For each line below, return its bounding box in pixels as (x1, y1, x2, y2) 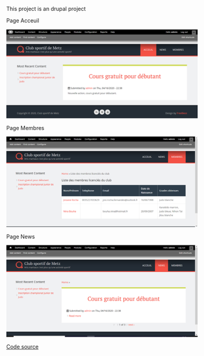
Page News (6, 233, 35, 240)
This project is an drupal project (6, 5, 86, 12)
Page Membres (6, 125, 44, 132)
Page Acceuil (6, 17, 39, 24)
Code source (6, 343, 39, 350)
